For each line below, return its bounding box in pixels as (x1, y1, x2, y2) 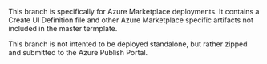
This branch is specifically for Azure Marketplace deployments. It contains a (8, 7, 260, 16)
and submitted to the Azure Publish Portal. (8, 48, 148, 57)
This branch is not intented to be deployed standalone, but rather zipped (8, 39, 248, 49)
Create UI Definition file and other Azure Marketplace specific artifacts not (8, 15, 254, 25)
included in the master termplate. (8, 24, 118, 33)
